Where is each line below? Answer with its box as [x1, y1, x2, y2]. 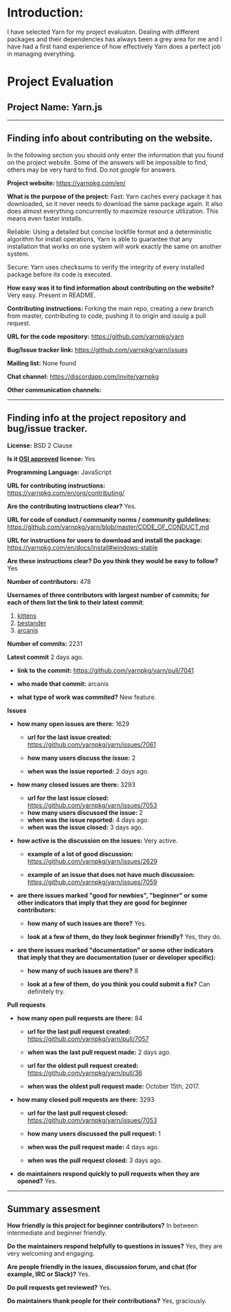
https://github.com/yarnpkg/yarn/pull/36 [27, 1069, 143, 1077]
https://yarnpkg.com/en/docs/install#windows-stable [7, 543, 158, 552]
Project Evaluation [7, 74, 114, 90]
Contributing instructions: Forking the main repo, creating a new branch [7, 304, 214, 312]
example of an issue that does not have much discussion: [27, 870, 195, 878]
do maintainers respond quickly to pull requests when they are [16, 1169, 200, 1178]
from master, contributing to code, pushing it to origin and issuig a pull [7, 312, 206, 320]
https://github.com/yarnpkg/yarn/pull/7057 [27, 1034, 149, 1042]
